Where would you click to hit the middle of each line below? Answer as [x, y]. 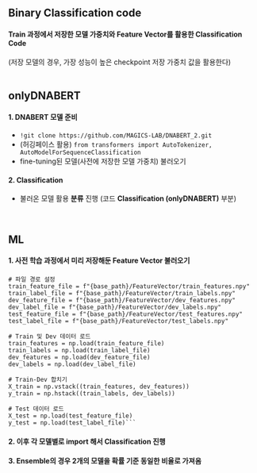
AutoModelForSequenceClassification [80, 153]
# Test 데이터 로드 [36, 409]
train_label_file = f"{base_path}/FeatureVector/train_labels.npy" [122, 293]
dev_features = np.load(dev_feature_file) [79, 357]
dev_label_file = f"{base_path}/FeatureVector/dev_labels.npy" [115, 307]
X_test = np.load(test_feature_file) [71, 416]
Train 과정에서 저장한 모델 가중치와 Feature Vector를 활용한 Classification [125, 34]
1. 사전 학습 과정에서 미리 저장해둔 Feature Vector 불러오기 [99, 260]
